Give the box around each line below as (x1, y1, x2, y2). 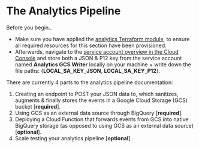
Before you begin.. (6, 24, 52, 31)
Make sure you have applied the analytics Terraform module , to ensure (14, 35, 190, 42)
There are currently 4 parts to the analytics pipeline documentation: (6, 79, 174, 86)
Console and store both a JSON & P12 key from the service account (14, 54, 182, 61)
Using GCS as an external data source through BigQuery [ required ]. (14, 109, 183, 116)
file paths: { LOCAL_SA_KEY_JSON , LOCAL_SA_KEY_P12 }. (14, 67, 161, 74)
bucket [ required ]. (14, 103, 61, 110)
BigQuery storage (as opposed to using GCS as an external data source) (14, 122, 194, 129)
